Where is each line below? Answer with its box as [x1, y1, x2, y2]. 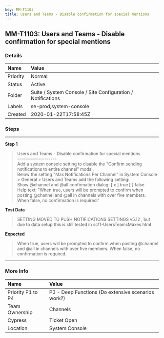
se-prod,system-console [31, 103, 89, 110]
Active [31, 81, 45, 88]
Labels [7, 103, 23, 110]
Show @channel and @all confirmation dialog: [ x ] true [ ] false [17, 182, 145, 188]
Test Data [5, 207, 25, 213]
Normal [31, 73, 48, 80]
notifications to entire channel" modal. [17, 166, 94, 172]
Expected [5, 231, 25, 237]
